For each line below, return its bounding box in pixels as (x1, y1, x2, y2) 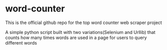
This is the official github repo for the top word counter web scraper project (5, 19, 162, 25)
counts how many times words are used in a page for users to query (5, 34, 147, 40)
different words (5, 39, 37, 45)
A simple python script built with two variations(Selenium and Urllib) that (5, 29, 155, 35)
